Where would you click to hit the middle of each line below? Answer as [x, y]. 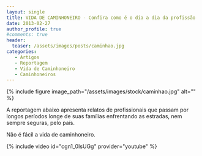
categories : [21, 52]
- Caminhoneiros [35, 74]
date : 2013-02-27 [28, 23]
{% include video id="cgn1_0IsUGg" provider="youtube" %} [82, 146]
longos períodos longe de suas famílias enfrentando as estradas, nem [94, 116]
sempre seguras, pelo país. [41, 123]
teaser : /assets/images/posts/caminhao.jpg [68, 46]
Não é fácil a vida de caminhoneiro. [51, 135]
